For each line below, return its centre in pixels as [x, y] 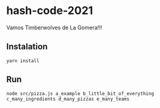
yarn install [23, 61]
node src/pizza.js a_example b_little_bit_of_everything [80, 93]
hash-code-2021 [50, 11]
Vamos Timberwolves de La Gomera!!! [54, 27]
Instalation [27, 47]
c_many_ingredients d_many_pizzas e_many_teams [68, 99]
